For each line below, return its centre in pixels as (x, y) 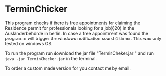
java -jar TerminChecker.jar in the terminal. (51, 58)
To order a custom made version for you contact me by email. (68, 68)
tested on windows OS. (29, 43)
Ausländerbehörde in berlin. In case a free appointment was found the (77, 33)
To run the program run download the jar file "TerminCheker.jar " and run (79, 53)
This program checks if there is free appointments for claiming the (73, 23)
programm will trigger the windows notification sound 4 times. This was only (83, 38)
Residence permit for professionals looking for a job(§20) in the (70, 28)
